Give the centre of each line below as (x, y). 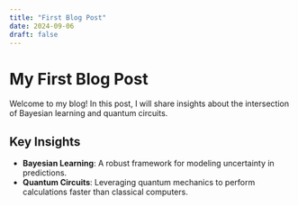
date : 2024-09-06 (42, 26)
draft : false (34, 34)
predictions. (45, 173)
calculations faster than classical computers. (105, 192)
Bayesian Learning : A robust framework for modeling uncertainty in (148, 164)
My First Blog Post (79, 79)
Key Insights (45, 142)
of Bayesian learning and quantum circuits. (89, 113)
